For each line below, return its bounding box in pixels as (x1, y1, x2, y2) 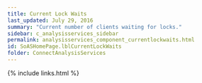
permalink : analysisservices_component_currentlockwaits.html (7, 37, 195, 44)
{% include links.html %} (7, 68, 79, 77)
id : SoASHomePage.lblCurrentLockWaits (7, 43, 122, 50)
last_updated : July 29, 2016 (7, 17, 94, 24)
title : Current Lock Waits (7, 10, 87, 18)
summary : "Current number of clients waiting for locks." (7, 23, 182, 30)
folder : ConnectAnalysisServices (7, 50, 106, 57)
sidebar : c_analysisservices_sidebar (7, 30, 119, 37)
